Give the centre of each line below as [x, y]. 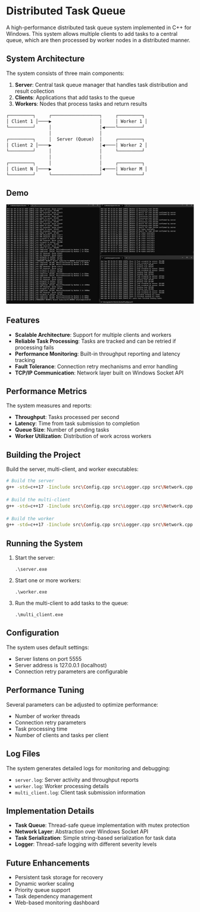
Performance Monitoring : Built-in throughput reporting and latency [97, 354]
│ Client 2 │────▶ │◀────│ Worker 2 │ [77, 145]
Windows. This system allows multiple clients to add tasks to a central [92, 33]
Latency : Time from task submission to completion [77, 423]
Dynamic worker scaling [44, 884]
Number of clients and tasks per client [62, 735]
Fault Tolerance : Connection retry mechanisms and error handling [96, 366]
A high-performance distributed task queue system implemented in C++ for [99, 27]
